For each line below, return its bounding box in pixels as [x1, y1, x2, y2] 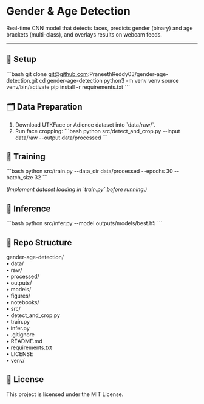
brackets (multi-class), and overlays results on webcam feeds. [6, 30, 163, 38]
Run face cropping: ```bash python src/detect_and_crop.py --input [15, 127, 180, 134]
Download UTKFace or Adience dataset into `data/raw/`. [15, 120, 156, 128]
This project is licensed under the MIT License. [6, 391, 124, 398]
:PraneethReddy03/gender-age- [87, 70, 169, 77]
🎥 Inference [6, 203, 51, 214]
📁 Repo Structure [6, 237, 72, 248]
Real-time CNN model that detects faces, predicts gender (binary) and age [6, 24, 193, 32]
